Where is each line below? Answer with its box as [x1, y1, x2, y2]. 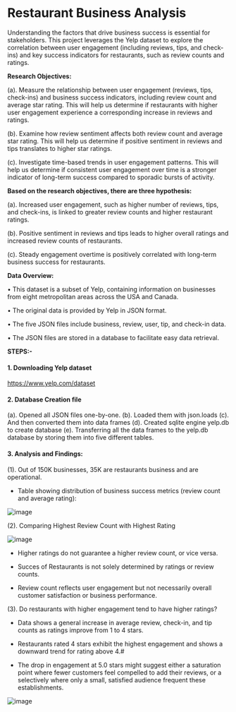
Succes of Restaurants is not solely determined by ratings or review [17, 562, 214, 571]
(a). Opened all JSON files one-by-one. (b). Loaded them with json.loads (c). [7, 411, 229, 419]
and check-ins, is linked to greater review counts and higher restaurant [7, 207, 213, 216]
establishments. [17, 683, 64, 692]
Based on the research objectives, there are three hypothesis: [7, 186, 192, 195]
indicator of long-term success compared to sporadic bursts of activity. [7, 173, 215, 181]
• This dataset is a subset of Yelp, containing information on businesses [7, 284, 216, 294]
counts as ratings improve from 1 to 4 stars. [17, 626, 144, 634]
